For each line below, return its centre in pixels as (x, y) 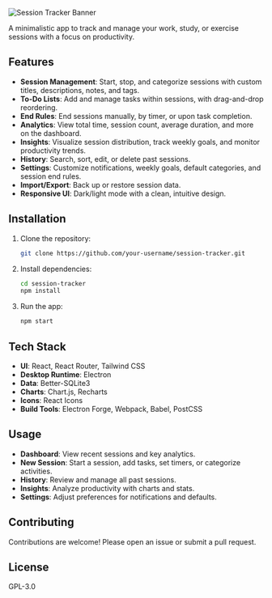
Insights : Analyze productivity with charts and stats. (107, 488)
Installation (37, 219)
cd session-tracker (53, 283)
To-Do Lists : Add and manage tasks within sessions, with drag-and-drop (142, 99)
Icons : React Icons (51, 400)
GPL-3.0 (22, 587)
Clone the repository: (55, 238)
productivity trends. (53, 151)
